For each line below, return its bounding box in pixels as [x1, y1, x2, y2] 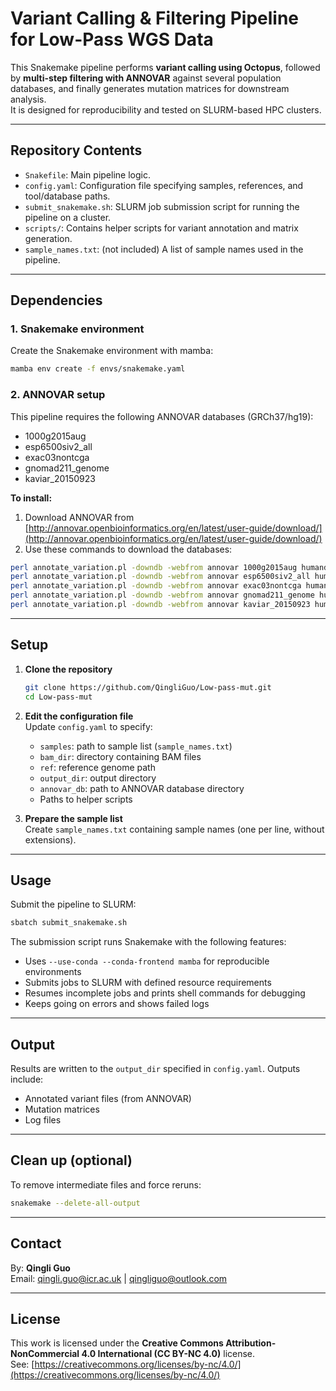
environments [24, 966, 82, 978]
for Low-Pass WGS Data [10, 28, 214, 51]
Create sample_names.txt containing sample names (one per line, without [24, 823, 325, 835]
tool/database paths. [24, 190, 111, 202]
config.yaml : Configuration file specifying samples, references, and [24, 179, 304, 191]
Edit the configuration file [24, 710, 134, 722]
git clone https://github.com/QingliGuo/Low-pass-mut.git [24, 682, 272, 692]
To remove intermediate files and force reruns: [10, 1178, 202, 1191]
